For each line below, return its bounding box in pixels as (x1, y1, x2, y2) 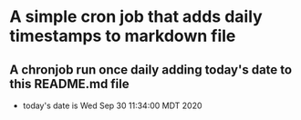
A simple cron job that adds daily (9, 6, 263, 27)
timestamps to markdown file (9, 25, 236, 46)
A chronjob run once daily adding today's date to (9, 62, 293, 77)
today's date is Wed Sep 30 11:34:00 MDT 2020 (22, 100, 202, 111)
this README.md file (9, 75, 130, 92)
